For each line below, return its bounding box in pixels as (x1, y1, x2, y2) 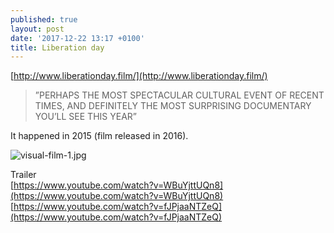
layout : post (10, 24, 65, 34)
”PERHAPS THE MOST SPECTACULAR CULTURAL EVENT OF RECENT (34, 89, 325, 101)
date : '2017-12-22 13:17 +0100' (10, 33, 145, 43)
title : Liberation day (10, 42, 105, 53)
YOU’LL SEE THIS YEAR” (34, 111, 137, 123)
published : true (10, 14, 78, 25)
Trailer (10, 169, 37, 181)
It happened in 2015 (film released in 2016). (10, 130, 189, 142)
